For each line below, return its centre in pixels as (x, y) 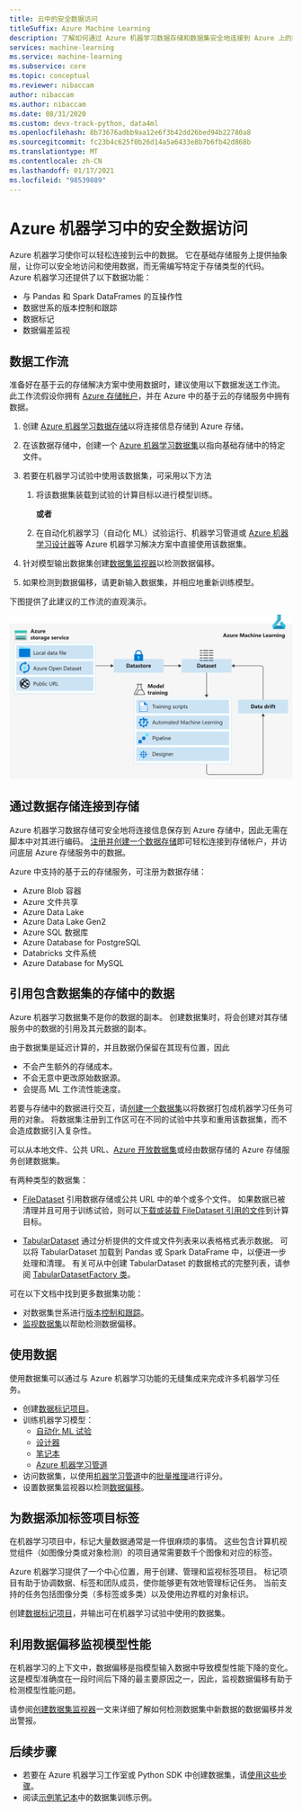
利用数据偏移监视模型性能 (80, 1644)
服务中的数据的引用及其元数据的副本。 (80, 1028)
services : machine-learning (62, 48)
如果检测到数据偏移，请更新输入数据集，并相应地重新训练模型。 (140, 582)
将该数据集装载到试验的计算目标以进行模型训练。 (126, 495)
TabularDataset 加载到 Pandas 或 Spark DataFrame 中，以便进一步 (163, 1252)
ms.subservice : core (48, 67)
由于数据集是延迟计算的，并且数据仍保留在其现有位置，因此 (120, 1047)
